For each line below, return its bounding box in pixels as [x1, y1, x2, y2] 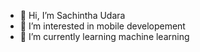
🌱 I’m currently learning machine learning [19, 31, 190, 42]
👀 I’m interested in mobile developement [19, 20, 186, 32]
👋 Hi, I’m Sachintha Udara [19, 10, 126, 21]
